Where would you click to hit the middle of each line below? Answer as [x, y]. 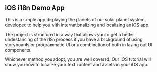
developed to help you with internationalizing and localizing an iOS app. [77, 25]
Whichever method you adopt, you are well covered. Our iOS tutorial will [78, 59]
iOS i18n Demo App [35, 8]
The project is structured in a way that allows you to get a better [70, 34]
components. [18, 50]
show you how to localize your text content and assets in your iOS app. [77, 64]
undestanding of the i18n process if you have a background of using [74, 39]
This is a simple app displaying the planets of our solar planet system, [76, 19]
